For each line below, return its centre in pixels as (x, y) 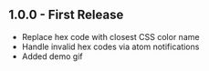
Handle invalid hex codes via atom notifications (110, 46)
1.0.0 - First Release (66, 15)
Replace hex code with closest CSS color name (110, 36)
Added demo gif (52, 56)
